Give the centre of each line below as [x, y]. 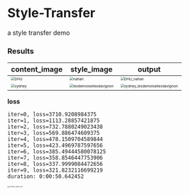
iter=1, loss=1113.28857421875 [54, 121]
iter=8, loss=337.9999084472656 [55, 165]
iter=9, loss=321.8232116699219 [55, 171]
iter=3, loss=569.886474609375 [54, 133]
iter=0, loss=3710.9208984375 [52, 115]
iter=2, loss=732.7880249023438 [55, 127]
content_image [37, 69]
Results [21, 51]
